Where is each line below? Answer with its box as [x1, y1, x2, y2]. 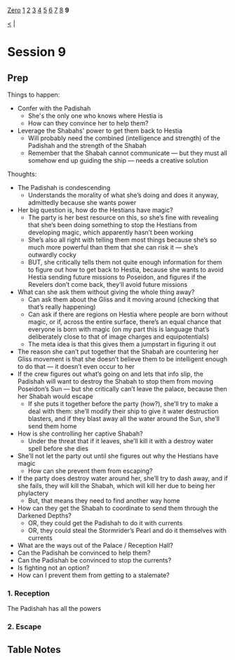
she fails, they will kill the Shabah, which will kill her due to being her [17, 482, 216, 490]
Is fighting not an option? [17, 564, 90, 572]
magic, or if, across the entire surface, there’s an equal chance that [27, 318, 222, 325]
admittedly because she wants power [27, 198, 137, 206]
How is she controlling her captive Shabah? [17, 429, 143, 438]
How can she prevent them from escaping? [27, 466, 153, 475]
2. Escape [7, 622, 42, 632]
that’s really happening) [27, 303, 96, 311]
